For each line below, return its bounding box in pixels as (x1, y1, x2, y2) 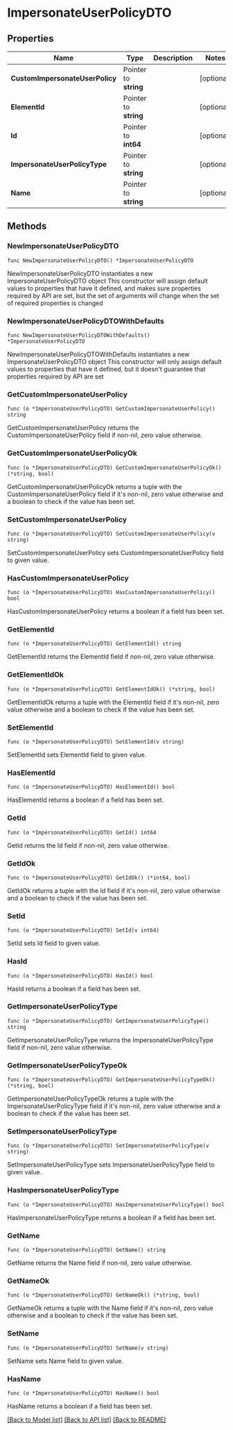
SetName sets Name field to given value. (7, 1356, 123, 1365)
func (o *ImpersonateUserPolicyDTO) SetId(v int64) (7, 927, 159, 934)
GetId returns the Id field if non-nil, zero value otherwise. (7, 841, 170, 849)
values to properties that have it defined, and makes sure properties (7, 283, 201, 293)
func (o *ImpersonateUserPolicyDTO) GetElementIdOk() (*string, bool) (7, 686, 216, 693)
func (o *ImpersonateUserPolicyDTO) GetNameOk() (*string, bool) (7, 1292, 200, 1299)
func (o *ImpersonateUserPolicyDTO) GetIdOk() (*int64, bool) (7, 874, 191, 881)
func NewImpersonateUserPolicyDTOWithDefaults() (7, 331, 150, 338)
